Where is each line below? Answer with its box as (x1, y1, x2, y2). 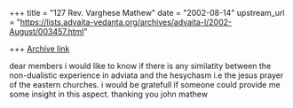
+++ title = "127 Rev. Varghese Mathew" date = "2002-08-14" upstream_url (9, 8, 285, 18)
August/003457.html (9, 27, 84, 36)
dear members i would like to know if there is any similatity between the (9, 61, 272, 71)
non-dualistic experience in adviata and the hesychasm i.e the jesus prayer (9, 70, 284, 81)
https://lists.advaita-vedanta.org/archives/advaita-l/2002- (20, 17, 233, 27)
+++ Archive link (9, 43, 70, 54)
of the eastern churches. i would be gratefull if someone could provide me (9, 80, 281, 89)
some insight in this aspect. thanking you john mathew (9, 89, 209, 99)
